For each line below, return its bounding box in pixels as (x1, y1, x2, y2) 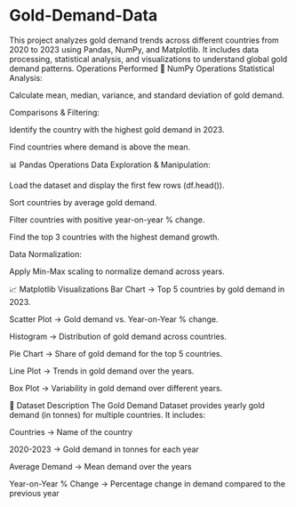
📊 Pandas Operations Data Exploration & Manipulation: (9, 159, 211, 170)
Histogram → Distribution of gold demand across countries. (9, 331, 227, 342)
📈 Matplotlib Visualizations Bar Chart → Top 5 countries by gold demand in (9, 284, 285, 294)
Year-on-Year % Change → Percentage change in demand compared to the (9, 478, 286, 489)
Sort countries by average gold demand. (9, 197, 157, 207)
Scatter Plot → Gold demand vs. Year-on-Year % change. (9, 313, 219, 325)
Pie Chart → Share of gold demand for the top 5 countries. (9, 348, 223, 358)
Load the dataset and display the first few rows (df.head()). (9, 180, 225, 190)
